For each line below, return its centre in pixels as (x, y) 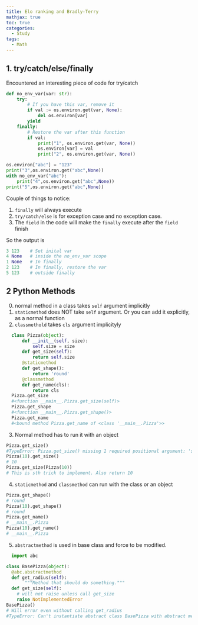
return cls (46, 390)
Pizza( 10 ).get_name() (33, 528)
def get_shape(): (43, 368)
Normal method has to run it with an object (67, 434)
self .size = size (54, 346)
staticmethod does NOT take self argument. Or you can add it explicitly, (102, 312)
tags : (13, 39)
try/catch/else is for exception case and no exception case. (88, 216)
